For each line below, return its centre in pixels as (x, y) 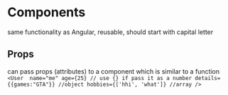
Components (47, 12)
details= (208, 78)
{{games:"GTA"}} (31, 84)
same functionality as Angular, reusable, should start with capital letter (110, 32)
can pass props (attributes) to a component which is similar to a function (114, 71)
